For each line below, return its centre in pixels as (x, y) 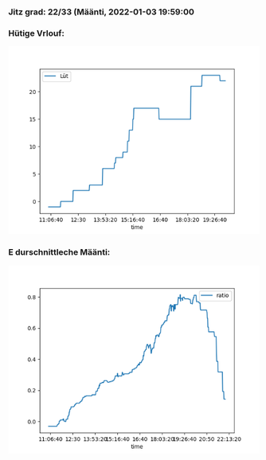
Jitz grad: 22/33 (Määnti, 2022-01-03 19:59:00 (102, 12)
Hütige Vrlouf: (37, 33)
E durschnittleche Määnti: (59, 252)
